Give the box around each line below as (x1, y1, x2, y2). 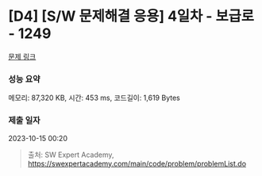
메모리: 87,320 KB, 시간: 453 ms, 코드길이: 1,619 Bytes (8, 93, 180, 103)
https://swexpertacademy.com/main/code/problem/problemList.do (27, 159, 247, 168)
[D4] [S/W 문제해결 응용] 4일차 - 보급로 (8, 7, 255, 25)
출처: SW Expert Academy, (27, 150, 114, 159)
